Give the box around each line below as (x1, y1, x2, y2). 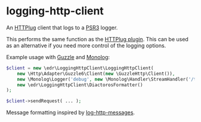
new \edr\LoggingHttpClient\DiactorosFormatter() (17, 82, 144, 88)
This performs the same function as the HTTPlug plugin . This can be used (6, 35, 188, 42)
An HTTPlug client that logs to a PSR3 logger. (6, 24, 118, 31)
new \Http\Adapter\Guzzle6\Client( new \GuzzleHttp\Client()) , (17, 71, 175, 77)
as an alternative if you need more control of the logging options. (6, 42, 166, 49)
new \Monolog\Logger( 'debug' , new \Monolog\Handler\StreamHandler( (17, 76, 188, 82)
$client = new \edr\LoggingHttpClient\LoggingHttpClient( (6, 65, 154, 71)
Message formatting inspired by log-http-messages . (6, 109, 135, 116)
